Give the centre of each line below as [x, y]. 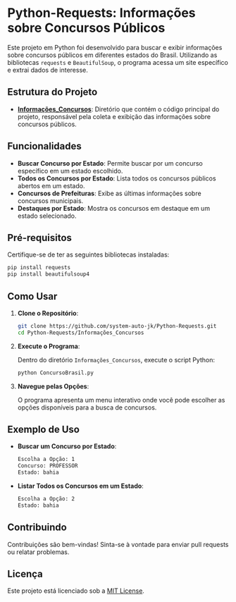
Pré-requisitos [40, 238]
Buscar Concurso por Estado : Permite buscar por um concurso [110, 163]
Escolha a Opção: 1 [46, 460]
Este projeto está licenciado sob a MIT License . [76, 591]
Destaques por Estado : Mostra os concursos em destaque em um [113, 208]
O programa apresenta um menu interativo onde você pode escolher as [121, 400]
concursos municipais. [50, 201]
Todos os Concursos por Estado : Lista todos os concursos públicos [117, 178]
